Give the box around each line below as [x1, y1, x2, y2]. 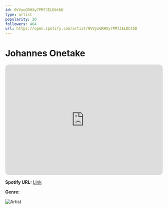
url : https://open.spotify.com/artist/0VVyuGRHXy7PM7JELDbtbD [5, 26, 137, 31]
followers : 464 [5, 21, 37, 27]
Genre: [5, 189, 20, 195]
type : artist [5, 12, 32, 17]
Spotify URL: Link [5, 179, 42, 185]
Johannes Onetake [5, 48, 85, 59]
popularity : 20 [5, 17, 37, 22]
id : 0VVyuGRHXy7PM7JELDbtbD [5, 7, 64, 13]
